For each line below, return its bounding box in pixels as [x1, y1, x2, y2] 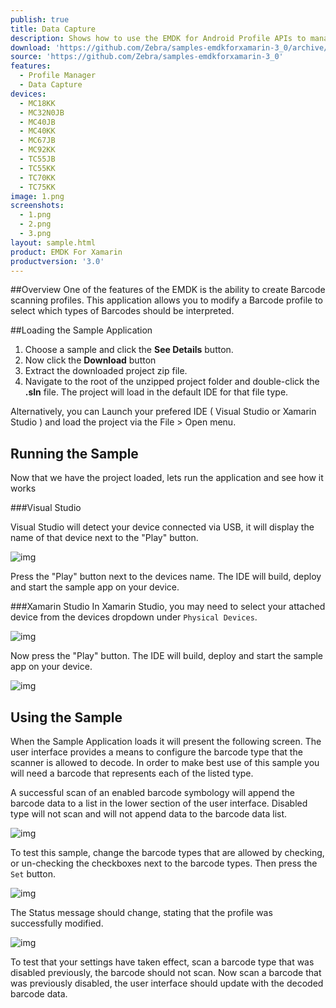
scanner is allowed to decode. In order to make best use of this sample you [10, 757, 320, 768]
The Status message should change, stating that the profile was [10, 907, 273, 918]
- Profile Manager [19, 71, 97, 81]
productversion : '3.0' [10, 256, 105, 266]
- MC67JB [19, 136, 56, 146]
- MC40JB [19, 117, 56, 127]
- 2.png [19, 219, 52, 230]
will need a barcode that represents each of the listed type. [10, 767, 254, 779]
